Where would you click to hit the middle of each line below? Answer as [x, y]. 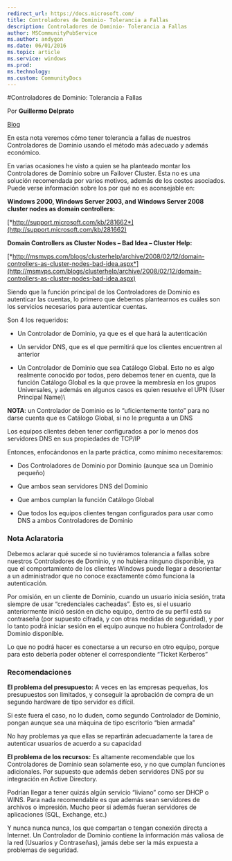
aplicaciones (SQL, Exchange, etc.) [57, 814]
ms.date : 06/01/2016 [37, 46]
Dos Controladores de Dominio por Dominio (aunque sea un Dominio [115, 465]
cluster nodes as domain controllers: [61, 209]
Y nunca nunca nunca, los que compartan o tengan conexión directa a [107, 828]
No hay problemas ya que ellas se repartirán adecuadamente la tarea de [110, 736]
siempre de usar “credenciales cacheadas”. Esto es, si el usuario [99, 604]
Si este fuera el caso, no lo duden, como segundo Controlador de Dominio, [114, 715]
